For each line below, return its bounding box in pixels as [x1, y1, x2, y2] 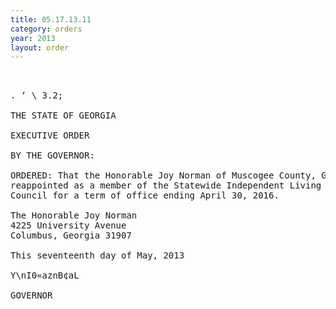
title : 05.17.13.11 [10, 14, 92, 25]
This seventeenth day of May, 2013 [10, 250, 185, 261]
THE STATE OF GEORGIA [10, 110, 117, 121]
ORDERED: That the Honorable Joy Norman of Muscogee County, [10, 170, 317, 181]
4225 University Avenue [10, 220, 127, 231]
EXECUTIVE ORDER [10, 130, 90, 141]
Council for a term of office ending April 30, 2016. [10, 190, 280, 201]
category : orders [10, 24, 83, 34]
